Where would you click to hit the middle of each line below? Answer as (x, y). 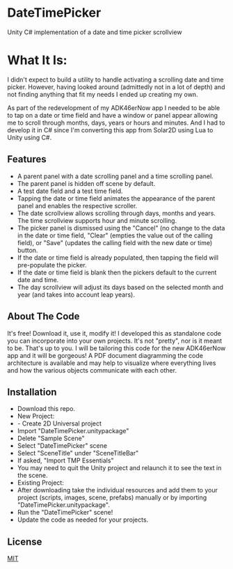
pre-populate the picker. (52, 265)
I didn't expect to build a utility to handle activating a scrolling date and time (115, 79)
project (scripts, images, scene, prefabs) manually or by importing (112, 498)
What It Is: (37, 60)
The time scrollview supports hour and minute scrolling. (97, 220)
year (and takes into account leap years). (76, 295)
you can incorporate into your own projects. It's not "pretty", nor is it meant (115, 341)
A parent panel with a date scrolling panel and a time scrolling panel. (115, 176)
